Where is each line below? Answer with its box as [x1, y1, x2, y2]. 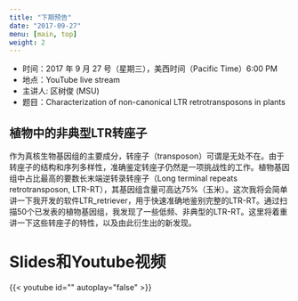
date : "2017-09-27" [9, 21, 82, 30]
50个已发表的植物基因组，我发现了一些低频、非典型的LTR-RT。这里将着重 [16, 207, 288, 217]
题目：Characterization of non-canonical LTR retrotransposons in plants [21, 97, 286, 108]
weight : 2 [9, 37, 46, 47]
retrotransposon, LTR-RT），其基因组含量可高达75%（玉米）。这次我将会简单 [9, 184, 288, 195]
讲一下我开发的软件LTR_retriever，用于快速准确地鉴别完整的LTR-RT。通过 [9, 195, 280, 206]
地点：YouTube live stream [21, 75, 121, 85]
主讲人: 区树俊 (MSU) [21, 85, 100, 96]
